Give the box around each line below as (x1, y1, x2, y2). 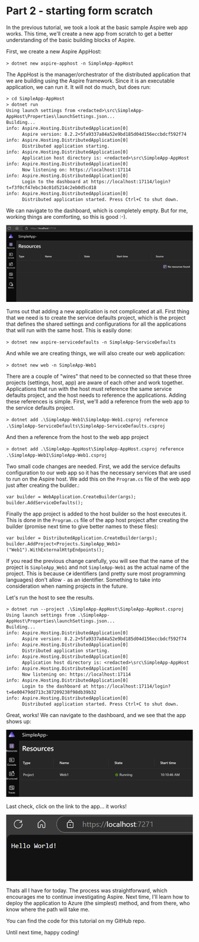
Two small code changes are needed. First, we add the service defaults (6, 463, 181, 470)
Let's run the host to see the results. (6, 594, 95, 601)
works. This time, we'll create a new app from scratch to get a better (6, 30, 173, 37)
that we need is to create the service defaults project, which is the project (6, 314, 186, 321)
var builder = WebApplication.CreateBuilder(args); (6, 494, 136, 499)
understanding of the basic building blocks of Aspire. (6, 36, 136, 43)
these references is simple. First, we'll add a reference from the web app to (6, 397, 190, 405)
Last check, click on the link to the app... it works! (6, 803, 127, 810)
